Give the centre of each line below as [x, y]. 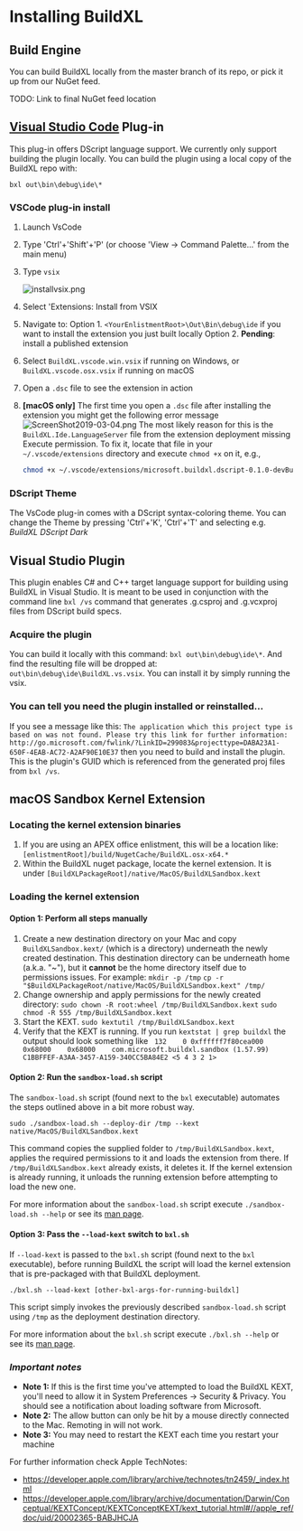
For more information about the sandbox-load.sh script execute [126, 1204]
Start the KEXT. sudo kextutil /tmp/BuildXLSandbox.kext [129, 1021]
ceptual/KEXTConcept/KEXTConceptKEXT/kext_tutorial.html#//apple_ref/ [158, 1508]
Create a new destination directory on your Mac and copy [129, 938]
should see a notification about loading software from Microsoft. [142, 1406]
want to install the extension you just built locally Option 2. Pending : [149, 334]
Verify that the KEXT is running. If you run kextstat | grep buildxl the [154, 1031]
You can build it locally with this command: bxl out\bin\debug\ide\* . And [146, 654]
